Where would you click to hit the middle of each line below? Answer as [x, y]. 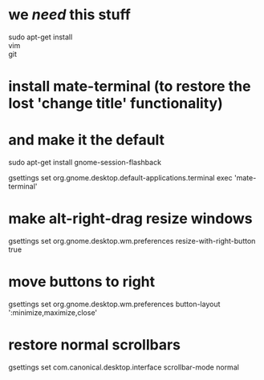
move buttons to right [82, 282]
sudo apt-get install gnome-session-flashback [85, 163]
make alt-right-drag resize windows [130, 219]
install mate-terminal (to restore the [130, 87]
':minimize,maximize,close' [53, 312]
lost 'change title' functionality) [116, 104]
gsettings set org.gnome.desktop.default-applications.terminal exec [120, 178]
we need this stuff [69, 15]
